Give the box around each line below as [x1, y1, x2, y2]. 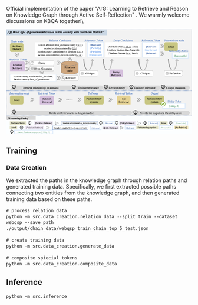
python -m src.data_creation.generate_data [6, 244, 115, 249]
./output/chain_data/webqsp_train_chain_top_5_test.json [6, 226, 149, 232]
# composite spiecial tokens [6, 255, 78, 261]
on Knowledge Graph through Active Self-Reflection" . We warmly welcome [6, 11, 190, 18]
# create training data [6, 238, 65, 244]
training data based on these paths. [6, 196, 93, 203]
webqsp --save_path [6, 220, 54, 226]
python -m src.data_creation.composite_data [6, 261, 117, 267]
